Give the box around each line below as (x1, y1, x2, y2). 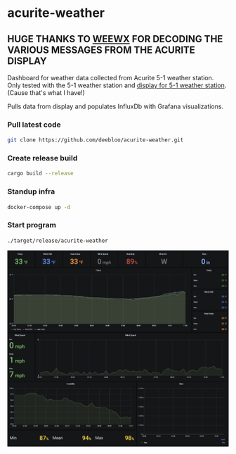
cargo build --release (7, 170, 74, 177)
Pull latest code (7, 120, 61, 130)
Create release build (7, 153, 78, 163)
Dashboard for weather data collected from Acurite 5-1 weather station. (7, 74, 214, 82)
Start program (7, 220, 56, 230)
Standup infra (7, 187, 55, 196)
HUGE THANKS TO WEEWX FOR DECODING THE (7, 33, 223, 45)
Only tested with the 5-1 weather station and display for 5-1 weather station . (7, 81, 227, 89)
